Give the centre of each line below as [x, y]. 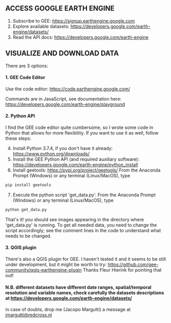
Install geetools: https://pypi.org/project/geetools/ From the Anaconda [87, 170]
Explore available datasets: [41, 26]
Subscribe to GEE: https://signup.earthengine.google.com [74, 21]
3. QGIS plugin [21, 248]
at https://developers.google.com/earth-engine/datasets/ [69, 298]
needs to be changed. [28, 236]
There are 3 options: [27, 66]
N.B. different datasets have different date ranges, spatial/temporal [79, 287]
